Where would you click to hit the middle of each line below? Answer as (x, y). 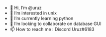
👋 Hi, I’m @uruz (26, 8)
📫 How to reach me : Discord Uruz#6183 (52, 29)
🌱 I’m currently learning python (42, 18)
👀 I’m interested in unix (33, 13)
